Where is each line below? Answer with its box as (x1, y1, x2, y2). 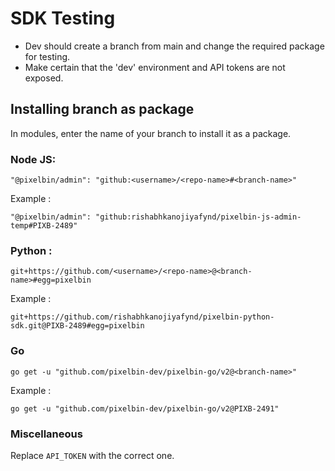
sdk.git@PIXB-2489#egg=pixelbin (10, 321, 145, 331)
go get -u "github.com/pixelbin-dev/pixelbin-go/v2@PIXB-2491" (10, 403, 280, 414)
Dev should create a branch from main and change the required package (24, 40, 325, 52)
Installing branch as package (10, 101, 195, 118)
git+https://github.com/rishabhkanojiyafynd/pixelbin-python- (10, 312, 275, 322)
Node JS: (10, 152, 57, 166)
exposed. (24, 72, 64, 84)
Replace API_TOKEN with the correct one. (10, 449, 175, 461)
